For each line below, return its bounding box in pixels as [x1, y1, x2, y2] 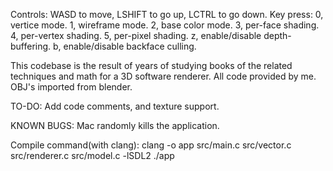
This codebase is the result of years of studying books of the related [10, 60, 293, 71]
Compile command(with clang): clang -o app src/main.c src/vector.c [10, 139, 292, 151]
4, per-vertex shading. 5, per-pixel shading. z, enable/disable [10, 30, 262, 41]
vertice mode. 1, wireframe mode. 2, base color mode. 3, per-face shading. [10, 19, 320, 31]
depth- [263, 30, 292, 41]
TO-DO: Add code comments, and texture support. [10, 100, 220, 112]
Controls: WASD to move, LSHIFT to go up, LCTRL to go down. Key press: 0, [10, 9, 324, 20]
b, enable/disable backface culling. [53, 40, 197, 52]
